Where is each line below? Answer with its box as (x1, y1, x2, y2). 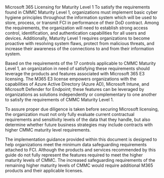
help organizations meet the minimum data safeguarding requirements (5, 142, 147, 147)
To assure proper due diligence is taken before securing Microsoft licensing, (5, 106, 159, 112)
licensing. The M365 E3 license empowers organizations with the (5, 76, 137, 82)
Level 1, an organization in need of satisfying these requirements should (5, 66, 150, 71)
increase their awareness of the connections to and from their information (5, 46, 154, 51)
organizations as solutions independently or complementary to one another (5, 91, 157, 97)
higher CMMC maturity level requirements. (5, 127, 91, 133)
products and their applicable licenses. (5, 168, 83, 173)
